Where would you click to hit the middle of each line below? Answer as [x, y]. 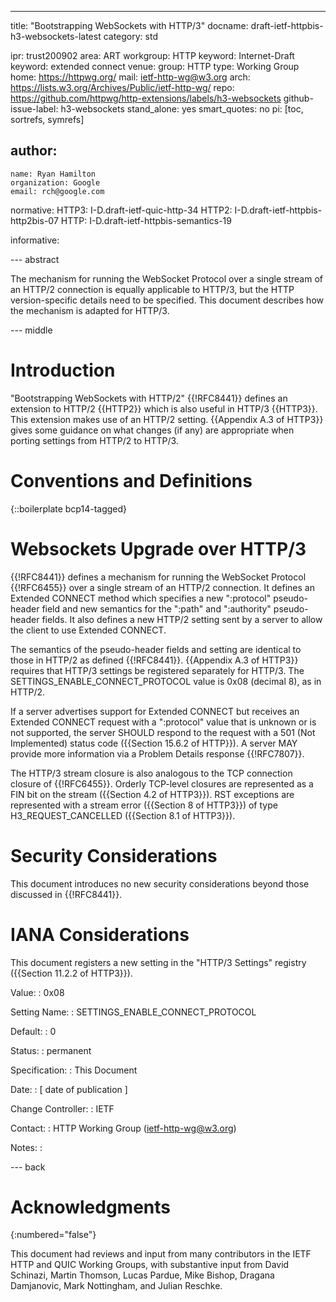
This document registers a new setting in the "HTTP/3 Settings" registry [158, 962]
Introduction [63, 370]
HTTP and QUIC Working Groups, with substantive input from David [150, 1265]
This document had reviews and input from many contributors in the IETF [161, 1254]
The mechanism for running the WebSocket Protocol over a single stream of [166, 278]
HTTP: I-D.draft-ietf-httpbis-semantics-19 [146, 220]
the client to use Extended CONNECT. [88, 630]
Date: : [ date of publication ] [69, 1089]
